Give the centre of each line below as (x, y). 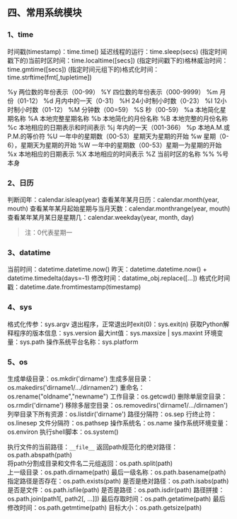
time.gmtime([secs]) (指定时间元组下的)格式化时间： (83, 69)
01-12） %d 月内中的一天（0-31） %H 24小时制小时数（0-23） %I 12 (120, 101)
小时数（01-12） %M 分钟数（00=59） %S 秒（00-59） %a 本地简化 (120, 109)
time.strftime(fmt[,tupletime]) (50, 77)
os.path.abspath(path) (40, 454)
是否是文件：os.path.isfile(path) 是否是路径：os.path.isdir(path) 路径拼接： (116, 490)
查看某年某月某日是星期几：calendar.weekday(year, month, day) (101, 217)
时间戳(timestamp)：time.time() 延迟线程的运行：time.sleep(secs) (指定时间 (117, 51)
